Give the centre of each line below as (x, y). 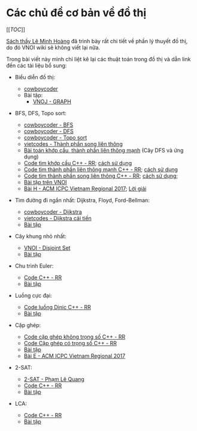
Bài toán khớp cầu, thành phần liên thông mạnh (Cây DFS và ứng (104, 150)
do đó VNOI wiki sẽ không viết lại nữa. (53, 47)
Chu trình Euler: (34, 266)
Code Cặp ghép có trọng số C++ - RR (70, 343)
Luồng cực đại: (33, 295)
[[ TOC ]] (16, 29)
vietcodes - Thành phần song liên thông (73, 143)
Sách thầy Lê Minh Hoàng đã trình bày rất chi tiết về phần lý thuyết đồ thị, (97, 41)
